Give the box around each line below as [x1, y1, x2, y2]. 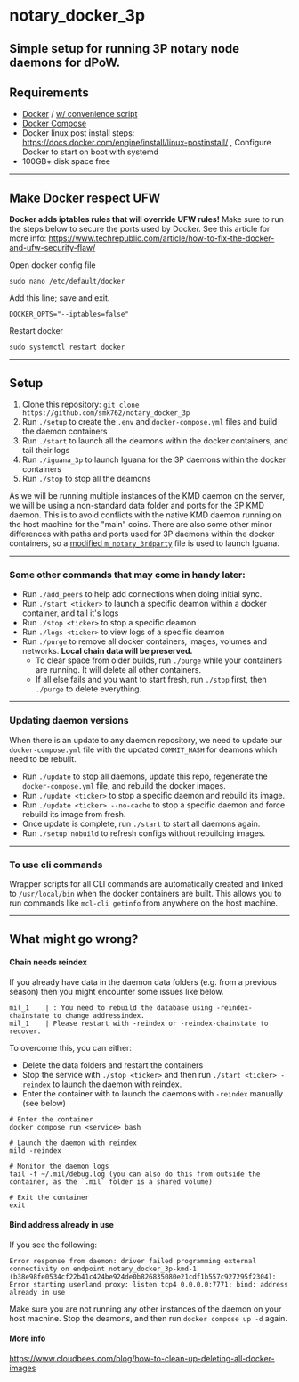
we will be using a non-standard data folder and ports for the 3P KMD [9, 501, 264, 511]
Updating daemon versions [9, 715, 129, 727]
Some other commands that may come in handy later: [9, 568, 246, 581]
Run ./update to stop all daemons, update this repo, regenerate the [21, 771, 269, 782]
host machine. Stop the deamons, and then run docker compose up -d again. [9, 1312, 287, 1323]
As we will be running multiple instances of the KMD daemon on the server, [9, 491, 286, 501]
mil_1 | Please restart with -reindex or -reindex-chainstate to [9, 1019, 269, 1028]
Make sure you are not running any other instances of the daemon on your [9, 1303, 282, 1314]
